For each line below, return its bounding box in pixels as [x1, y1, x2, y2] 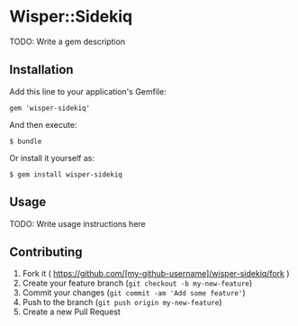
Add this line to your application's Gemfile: [9, 86, 167, 96]
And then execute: [9, 119, 77, 130]
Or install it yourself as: [9, 152, 95, 163]
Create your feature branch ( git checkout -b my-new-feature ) [22, 277, 253, 289]
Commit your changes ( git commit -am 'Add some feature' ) [22, 287, 246, 298]
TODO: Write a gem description [9, 36, 126, 47]
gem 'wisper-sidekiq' [9, 104, 91, 113]
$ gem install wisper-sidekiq [9, 169, 123, 179]
